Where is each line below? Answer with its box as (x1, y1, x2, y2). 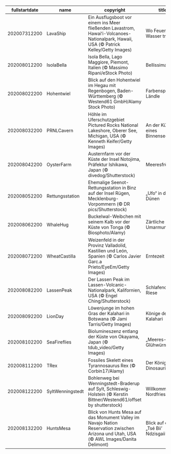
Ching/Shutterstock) (88, 298, 131, 304)
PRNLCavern (46, 127, 74, 133)
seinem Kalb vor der (88, 219, 130, 225)
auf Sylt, (88, 385, 106, 392)
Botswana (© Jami (88, 316, 127, 322)
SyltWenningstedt (46, 388, 84, 394)
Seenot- (111, 179, 129, 185)
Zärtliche (146, 219, 164, 225)
